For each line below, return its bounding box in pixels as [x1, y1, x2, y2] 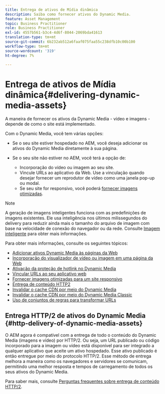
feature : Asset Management [5, 16, 61, 21]
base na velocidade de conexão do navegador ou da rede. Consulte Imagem [5, 225, 160, 232]
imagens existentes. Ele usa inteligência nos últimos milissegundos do [5, 215, 148, 221]
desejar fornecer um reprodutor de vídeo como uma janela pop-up [19, 175, 155, 181]
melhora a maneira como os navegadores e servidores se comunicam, [5, 358, 148, 364]
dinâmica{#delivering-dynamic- [5, 89, 140, 100]
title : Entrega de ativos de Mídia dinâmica [5, 7, 98, 12]
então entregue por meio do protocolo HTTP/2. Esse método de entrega [5, 353, 152, 359]
